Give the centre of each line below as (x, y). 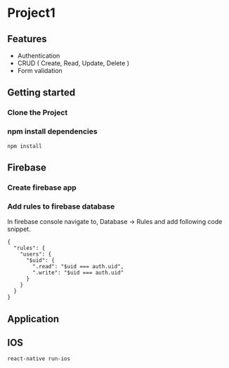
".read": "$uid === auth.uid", (78, 267)
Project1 (32, 13)
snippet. (19, 229)
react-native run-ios (39, 359)
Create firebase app (42, 188)
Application (33, 318)
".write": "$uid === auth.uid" (78, 273)
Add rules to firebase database (61, 206)
